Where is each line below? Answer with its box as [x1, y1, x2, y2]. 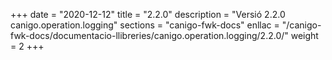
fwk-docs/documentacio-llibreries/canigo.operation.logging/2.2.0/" [10, 30, 289, 41]
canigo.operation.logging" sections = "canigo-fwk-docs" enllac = [10, 19, 280, 31]
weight [290, 30, 319, 41]
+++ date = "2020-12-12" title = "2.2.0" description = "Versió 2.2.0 [10, 9, 286, 20]
